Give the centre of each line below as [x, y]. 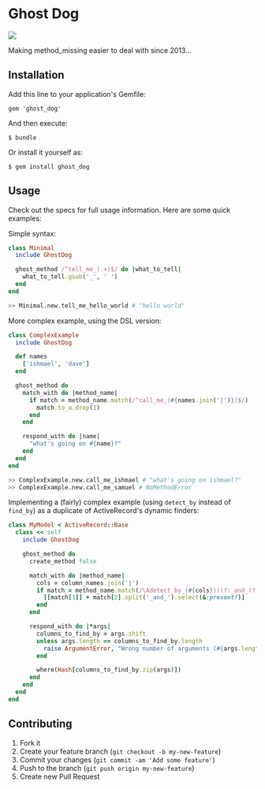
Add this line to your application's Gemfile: [77, 94]
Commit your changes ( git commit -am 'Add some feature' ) [117, 759]
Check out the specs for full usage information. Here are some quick [119, 210]
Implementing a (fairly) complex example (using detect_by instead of [119, 502]
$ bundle [22, 138]
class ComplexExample [44, 335]
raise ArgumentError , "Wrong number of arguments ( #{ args [140, 648]
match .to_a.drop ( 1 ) [69, 408]
